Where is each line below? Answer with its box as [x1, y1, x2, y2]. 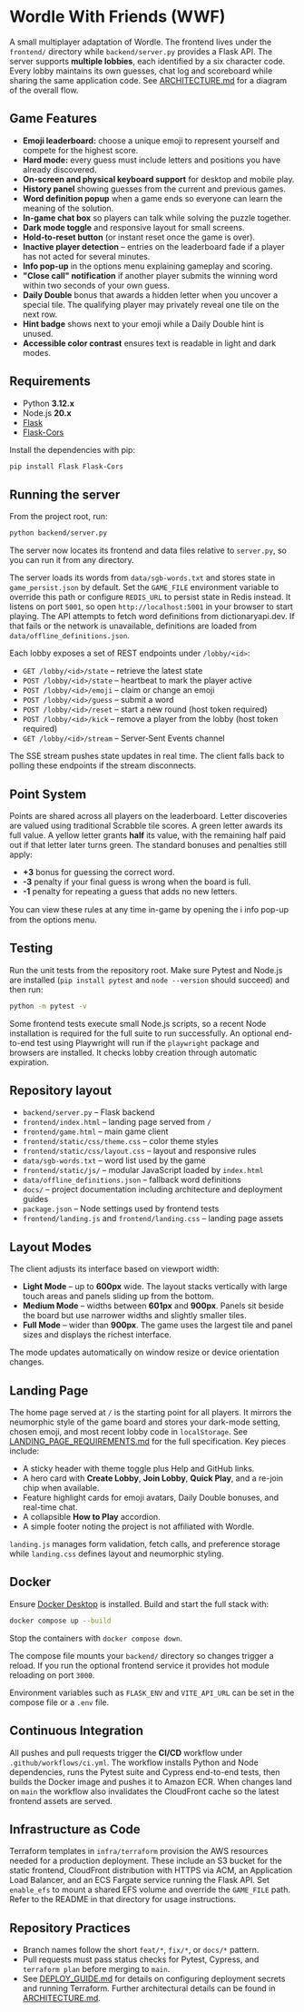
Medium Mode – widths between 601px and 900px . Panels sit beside [22, 1300, 284, 1311]
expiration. [9, 1056, 50, 1068]
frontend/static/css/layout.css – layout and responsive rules [22, 1146, 257, 1157]
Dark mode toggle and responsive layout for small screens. [22, 222, 245, 232]
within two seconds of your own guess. [22, 280, 171, 291]
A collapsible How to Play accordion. [22, 1512, 161, 1523]
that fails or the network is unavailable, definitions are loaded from [9, 620, 257, 632]
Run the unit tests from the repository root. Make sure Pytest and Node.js [9, 964, 283, 975]
